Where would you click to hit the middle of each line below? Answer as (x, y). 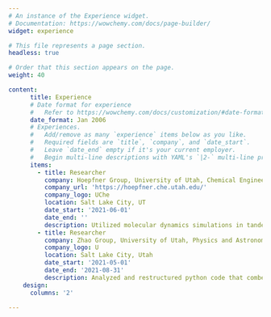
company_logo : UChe (77, 195)
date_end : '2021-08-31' (84, 270)
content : (23, 90)
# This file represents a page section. (77, 45)
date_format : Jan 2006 (68, 120)
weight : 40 (27, 75)
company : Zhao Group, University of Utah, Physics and (138, 240)
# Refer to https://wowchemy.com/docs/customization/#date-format (147, 112)
